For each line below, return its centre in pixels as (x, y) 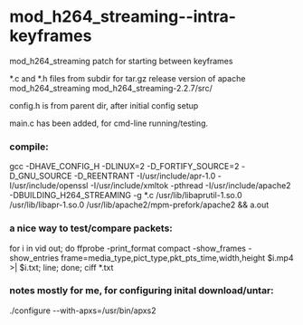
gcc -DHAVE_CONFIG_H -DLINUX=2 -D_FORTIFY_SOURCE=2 (124, 167)
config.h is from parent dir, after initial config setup (104, 105)
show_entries (34, 258)
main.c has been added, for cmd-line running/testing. (109, 123)
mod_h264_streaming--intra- (123, 17)
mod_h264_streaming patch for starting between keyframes (121, 61)
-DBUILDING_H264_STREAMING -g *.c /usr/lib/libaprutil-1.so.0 (126, 196)
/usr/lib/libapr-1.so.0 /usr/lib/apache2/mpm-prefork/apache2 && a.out (139, 205)
